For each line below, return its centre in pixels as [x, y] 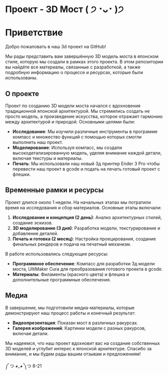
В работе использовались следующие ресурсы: [57, 254]
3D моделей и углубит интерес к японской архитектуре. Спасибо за [78, 348]
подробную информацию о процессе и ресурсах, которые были [74, 72]
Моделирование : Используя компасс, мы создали [67, 147]
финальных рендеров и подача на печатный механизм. [72, 244]
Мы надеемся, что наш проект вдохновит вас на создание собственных [83, 343]
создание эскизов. [33, 222]
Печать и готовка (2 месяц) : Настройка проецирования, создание [84, 239]
